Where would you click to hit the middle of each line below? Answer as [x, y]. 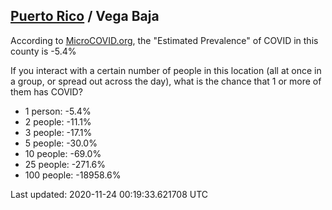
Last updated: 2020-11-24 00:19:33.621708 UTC [109, 194]
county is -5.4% [43, 51]
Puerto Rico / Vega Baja [85, 16]
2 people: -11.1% [58, 121]
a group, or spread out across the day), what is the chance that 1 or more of [166, 81]
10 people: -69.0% [63, 153]
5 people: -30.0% [61, 143]
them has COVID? [46, 91]
